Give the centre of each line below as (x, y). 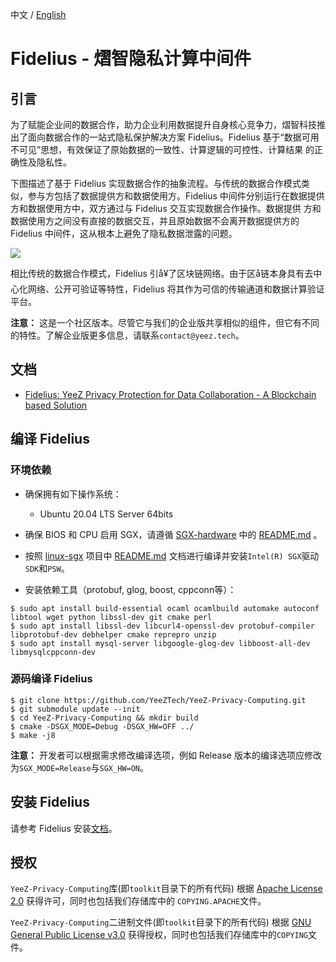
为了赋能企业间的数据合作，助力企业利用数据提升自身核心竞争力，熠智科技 (163, 124)
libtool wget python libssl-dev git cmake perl (111, 617)
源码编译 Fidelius (51, 679)
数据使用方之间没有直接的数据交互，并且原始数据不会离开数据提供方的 (155, 221)
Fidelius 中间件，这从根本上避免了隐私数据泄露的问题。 (124, 233)
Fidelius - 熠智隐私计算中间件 (131, 59)
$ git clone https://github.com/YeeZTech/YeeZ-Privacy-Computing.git (158, 700)
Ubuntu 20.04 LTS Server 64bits (106, 514)
